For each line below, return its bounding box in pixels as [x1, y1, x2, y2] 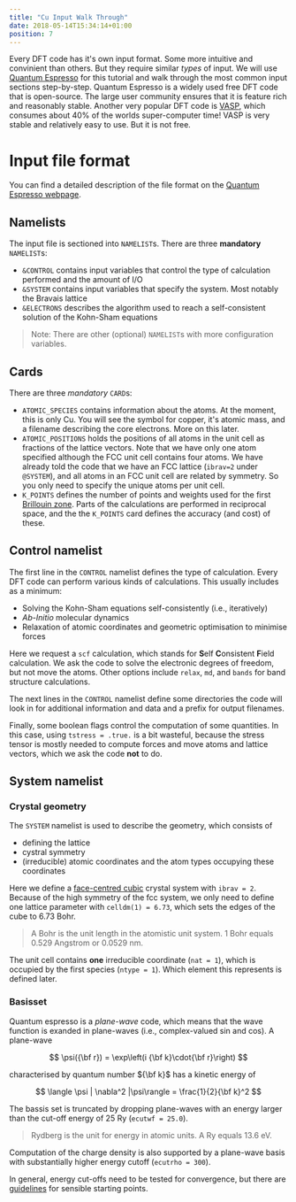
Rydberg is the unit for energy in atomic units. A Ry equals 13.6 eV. [30, 1129, 272, 1140]
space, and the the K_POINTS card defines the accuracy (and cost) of [21, 508, 271, 519]
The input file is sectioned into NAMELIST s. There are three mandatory [9, 238, 262, 249]
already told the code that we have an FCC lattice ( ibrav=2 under [21, 461, 258, 472]
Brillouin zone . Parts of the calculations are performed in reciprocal [21, 498, 267, 509]
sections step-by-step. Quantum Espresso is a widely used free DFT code [9, 81, 278, 93]
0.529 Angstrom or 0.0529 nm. [30, 937, 144, 948]
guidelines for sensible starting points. [9, 1183, 148, 1193]
